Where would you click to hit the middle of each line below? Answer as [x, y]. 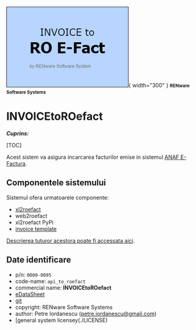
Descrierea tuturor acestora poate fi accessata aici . [71, 240]
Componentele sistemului [56, 183]
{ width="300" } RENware [159, 85]
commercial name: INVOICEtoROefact [63, 287]
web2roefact [31, 216]
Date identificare [39, 260]
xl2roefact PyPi [34, 222]
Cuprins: [18, 133]
